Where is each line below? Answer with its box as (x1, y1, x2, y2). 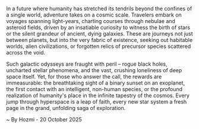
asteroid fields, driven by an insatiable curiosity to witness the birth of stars (6, 24, 191, 31)
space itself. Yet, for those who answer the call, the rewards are (6, 73, 162, 80)
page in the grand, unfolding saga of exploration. (6, 105, 126, 111)
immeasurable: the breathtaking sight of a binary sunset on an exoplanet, (6, 79, 185, 86)
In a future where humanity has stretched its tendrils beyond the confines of (6, 5, 192, 12)
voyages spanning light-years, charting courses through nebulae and (6, 18, 175, 24)
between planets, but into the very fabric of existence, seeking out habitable (6, 37, 193, 43)
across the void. (6, 49, 46, 56)
